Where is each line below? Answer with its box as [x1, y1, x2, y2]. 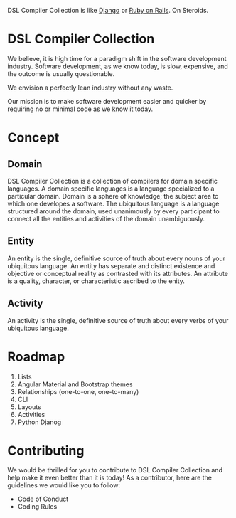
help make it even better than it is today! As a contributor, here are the [7, 473, 212, 482]
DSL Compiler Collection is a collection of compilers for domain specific [7, 176, 218, 185]
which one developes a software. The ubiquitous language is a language [7, 199, 220, 208]
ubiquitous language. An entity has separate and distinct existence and [7, 261, 215, 270]
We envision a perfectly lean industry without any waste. [7, 83, 173, 92]
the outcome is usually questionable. [7, 69, 115, 78]
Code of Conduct [17, 495, 69, 504]
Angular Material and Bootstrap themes [17, 380, 133, 388]
